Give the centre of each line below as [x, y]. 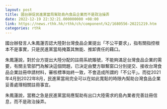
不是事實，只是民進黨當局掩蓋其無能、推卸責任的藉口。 [66, 49]
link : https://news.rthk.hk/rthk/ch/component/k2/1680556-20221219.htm [81, 24]
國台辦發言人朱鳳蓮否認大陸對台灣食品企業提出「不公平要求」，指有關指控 [80, 43]
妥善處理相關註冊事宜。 [29, 85]
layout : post [19, 10]
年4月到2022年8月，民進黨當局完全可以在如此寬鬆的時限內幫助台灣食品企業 [83, 79]
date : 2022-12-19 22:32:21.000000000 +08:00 [52, 19]
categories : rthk [23, 28]
